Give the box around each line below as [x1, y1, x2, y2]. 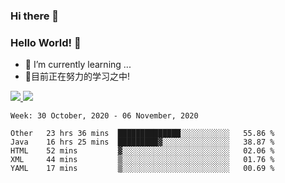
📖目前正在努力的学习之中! [24, 70, 131, 83]
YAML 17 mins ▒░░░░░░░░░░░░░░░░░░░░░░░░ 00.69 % [10, 164, 275, 174]
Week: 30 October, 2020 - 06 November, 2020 [10, 111, 199, 121]
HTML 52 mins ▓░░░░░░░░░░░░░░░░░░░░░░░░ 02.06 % [10, 146, 275, 156]
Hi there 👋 [10, 9, 60, 23]
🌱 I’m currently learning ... [24, 59, 132, 71]
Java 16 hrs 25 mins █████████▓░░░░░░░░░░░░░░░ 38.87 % [10, 137, 275, 148]
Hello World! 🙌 [10, 35, 82, 49]
